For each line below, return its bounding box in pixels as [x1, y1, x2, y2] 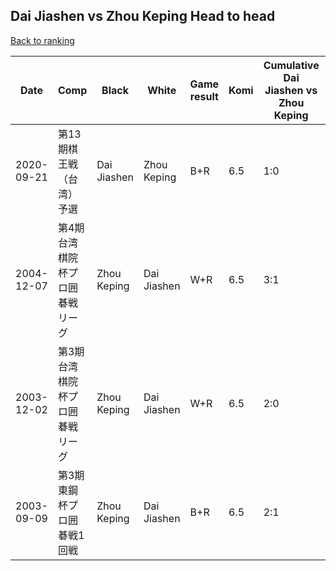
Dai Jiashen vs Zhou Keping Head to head [10, 8, 276, 25]
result [189, 89, 219, 103]
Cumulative [263, 58, 320, 72]
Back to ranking [10, 34, 75, 46]
